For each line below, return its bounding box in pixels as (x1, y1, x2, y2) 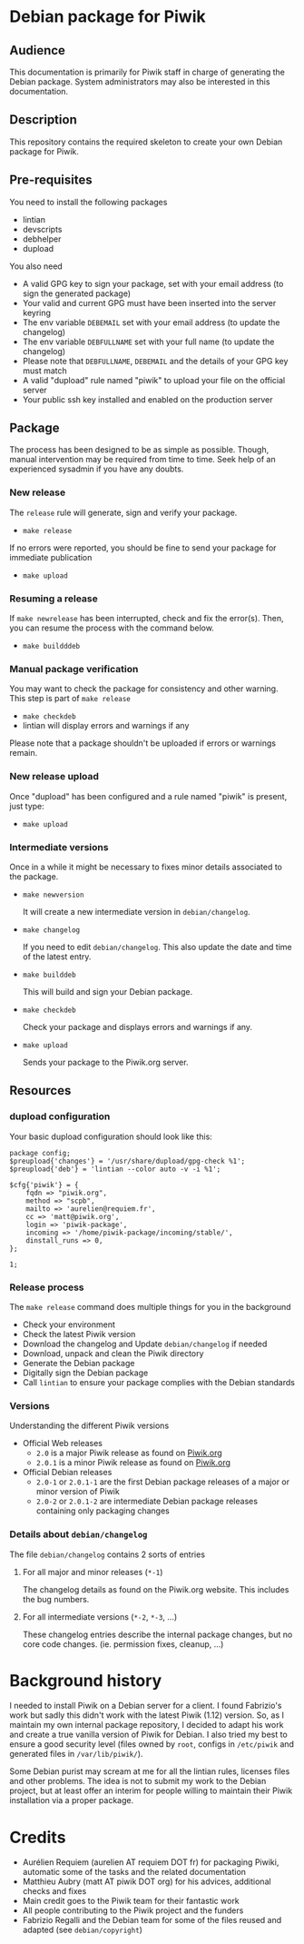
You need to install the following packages (9, 196, 168, 207)
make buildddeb (22, 642, 81, 651)
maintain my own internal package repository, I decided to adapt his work (9, 1720, 284, 1731)
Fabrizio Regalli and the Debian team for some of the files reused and (22, 1915, 282, 1926)
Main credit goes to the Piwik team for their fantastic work (22, 1896, 240, 1907)
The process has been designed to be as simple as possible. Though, (9, 444, 270, 455)
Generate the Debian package (22, 1357, 135, 1368)
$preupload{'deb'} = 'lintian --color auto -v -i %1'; (9, 1165, 221, 1174)
